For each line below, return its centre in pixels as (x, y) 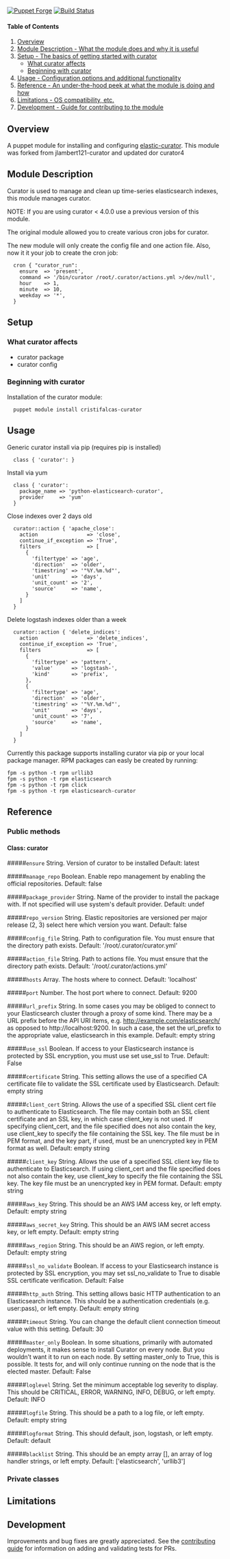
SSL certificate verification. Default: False (66, 1281)
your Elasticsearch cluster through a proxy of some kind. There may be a (110, 1013)
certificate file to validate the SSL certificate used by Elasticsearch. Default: (114, 1084)
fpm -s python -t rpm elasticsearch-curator (72, 791)
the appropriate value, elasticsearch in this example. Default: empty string (111, 1035)
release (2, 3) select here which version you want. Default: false (97, 925)
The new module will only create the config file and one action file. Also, (109, 245)
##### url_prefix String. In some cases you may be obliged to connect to (111, 1006)
